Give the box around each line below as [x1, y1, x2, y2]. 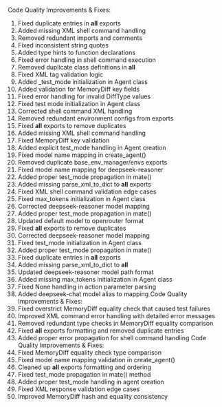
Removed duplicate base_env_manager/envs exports [17, 158, 168, 166]
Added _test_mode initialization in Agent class [17, 78, 148, 85]
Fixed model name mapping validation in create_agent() [17, 356, 176, 364]
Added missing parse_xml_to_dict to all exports [17, 180, 152, 188]
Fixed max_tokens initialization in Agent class [17, 195, 146, 202]
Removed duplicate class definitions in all [17, 63, 136, 71]
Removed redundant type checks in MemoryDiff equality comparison [17, 320, 214, 327]
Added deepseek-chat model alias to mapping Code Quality [17, 290, 188, 298]
